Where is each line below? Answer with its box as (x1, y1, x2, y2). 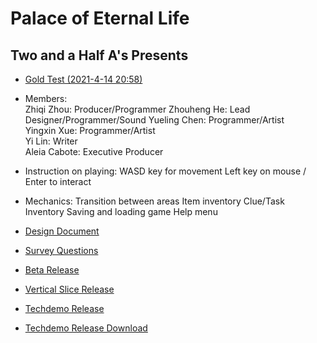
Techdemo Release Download (24, 322, 148, 334)
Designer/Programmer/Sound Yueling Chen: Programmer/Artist (24, 114, 285, 126)
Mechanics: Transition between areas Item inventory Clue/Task (24, 195, 285, 207)
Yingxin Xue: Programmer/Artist (24, 125, 156, 136)
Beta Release (24, 264, 80, 276)
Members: (24, 93, 68, 104)
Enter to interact (24, 176, 92, 187)
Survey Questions (24, 245, 99, 256)
